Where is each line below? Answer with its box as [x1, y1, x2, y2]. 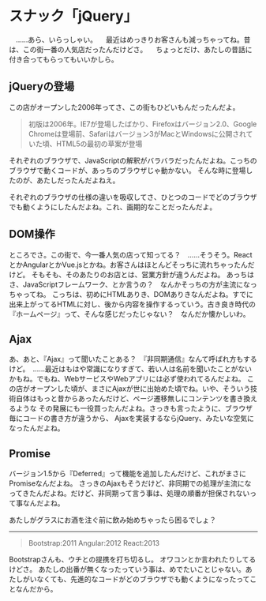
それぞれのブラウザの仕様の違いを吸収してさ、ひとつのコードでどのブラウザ [9, 192, 257, 201]
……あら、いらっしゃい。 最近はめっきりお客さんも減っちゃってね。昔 [15, 35, 251, 44]
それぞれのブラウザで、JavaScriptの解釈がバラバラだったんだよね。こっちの [9, 156, 257, 165]
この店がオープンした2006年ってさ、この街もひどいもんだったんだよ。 [9, 102, 240, 111]
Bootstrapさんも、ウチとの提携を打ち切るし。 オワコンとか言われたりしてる [9, 554, 257, 565]
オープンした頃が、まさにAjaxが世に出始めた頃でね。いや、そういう [29, 384, 251, 393]
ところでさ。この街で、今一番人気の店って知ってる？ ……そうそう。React [9, 250, 253, 259]
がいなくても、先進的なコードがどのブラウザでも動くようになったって [22, 574, 250, 584]
